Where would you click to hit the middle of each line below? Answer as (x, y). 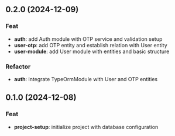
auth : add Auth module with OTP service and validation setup (88, 39)
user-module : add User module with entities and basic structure (92, 51)
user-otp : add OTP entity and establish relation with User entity (90, 45)
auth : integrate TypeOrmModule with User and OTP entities (86, 79)
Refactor (18, 67)
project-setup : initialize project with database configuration (86, 127)
